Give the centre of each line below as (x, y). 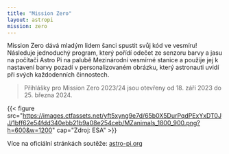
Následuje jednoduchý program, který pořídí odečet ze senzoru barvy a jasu (115, 53)
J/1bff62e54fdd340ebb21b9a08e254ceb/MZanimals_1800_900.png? (104, 123)
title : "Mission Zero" (39, 13)
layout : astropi (30, 20)
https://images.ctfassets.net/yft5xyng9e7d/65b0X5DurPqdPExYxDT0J (122, 116)
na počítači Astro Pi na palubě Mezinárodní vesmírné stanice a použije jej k (113, 60)
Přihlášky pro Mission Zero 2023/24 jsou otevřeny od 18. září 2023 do (122, 88)
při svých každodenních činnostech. (58, 75)
